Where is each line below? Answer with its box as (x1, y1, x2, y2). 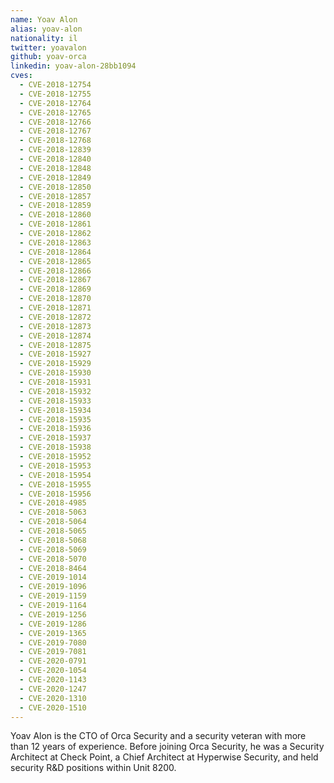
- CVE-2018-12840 (19, 154, 92, 164)
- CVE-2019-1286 (19, 619, 87, 629)
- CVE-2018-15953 (19, 461, 92, 471)
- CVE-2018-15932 (19, 386, 92, 396)
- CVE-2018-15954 (19, 470, 92, 480)
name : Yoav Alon (10, 14, 78, 25)
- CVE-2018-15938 (19, 442, 92, 453)
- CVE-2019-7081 (19, 647, 87, 657)
